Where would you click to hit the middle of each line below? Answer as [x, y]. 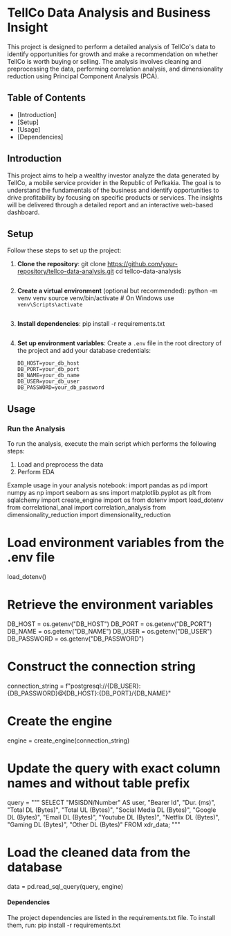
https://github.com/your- [142, 264]
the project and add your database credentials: [84, 351]
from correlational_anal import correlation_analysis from [87, 508]
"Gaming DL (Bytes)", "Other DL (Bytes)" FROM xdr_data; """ [94, 824]
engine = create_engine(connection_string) [68, 740]
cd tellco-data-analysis [148, 271]
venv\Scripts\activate [50, 305]
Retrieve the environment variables [110, 605]
